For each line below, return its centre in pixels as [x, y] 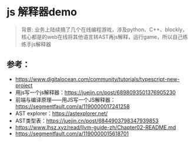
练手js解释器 [36, 44]
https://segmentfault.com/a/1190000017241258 [72, 106]
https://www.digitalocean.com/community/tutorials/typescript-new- [97, 79]
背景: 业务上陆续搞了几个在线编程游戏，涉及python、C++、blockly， [104, 29]
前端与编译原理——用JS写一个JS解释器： [65, 99]
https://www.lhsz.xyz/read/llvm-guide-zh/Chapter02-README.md [96, 127]
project [24, 85]
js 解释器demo [42, 12]
